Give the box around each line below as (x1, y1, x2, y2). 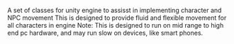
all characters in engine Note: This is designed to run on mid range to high (7, 21, 224, 29)
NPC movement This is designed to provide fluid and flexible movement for (7, 13, 227, 22)
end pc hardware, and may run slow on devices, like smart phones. (7, 28, 204, 37)
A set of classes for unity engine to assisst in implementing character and (7, 6, 222, 14)
